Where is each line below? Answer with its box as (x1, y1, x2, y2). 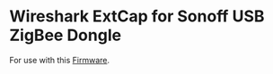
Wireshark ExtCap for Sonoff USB (9, 6, 265, 27)
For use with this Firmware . (9, 54, 110, 65)
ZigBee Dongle (9, 25, 122, 45)
